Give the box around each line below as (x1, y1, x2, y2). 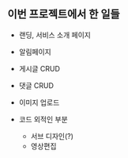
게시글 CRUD (18, 64, 61, 73)
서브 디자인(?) (30, 131, 74, 141)
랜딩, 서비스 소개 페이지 (18, 30, 92, 40)
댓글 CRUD (18, 80, 55, 90)
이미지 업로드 (18, 98, 60, 107)
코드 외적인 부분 (18, 114, 68, 124)
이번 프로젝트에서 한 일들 (7, 7, 120, 21)
